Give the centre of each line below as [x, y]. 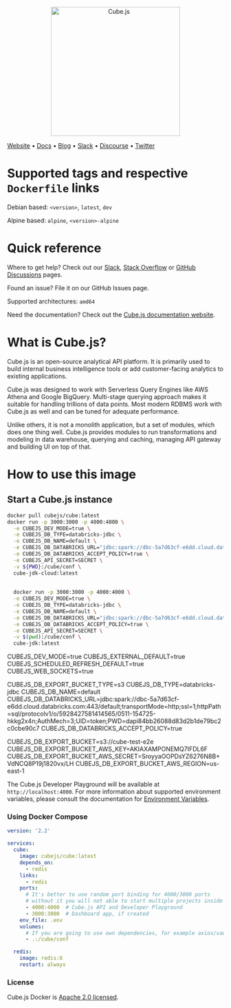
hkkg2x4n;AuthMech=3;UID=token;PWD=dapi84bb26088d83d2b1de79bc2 [114, 721]
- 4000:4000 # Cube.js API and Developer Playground [104, 908]
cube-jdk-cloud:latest [46, 573]
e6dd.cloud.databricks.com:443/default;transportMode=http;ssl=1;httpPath [114, 707]
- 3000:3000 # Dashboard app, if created [87, 914]
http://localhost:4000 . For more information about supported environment [114, 792]
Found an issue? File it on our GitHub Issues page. [78, 288]
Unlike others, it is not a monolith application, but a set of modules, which [111, 425]
